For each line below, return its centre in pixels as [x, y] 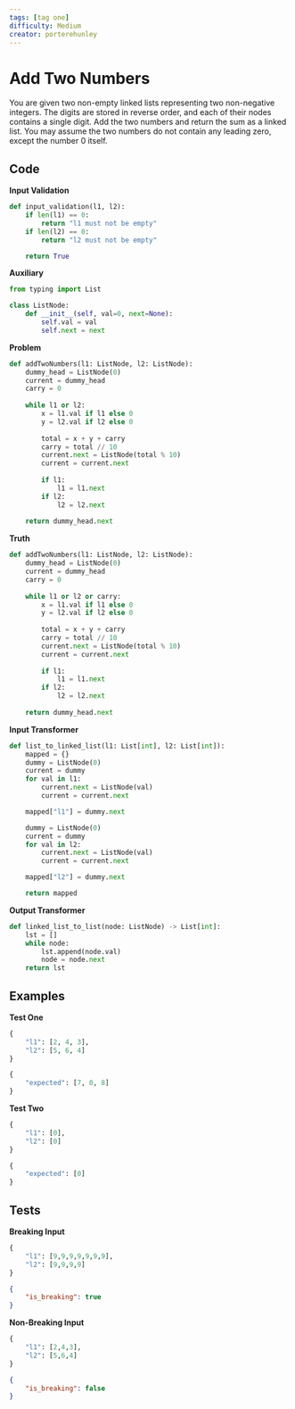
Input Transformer [44, 729]
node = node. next [73, 960]
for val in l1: [53, 779]
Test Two [27, 1108]
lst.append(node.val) [82, 951]
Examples [37, 996]
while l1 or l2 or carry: [74, 596]
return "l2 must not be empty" [99, 240]
